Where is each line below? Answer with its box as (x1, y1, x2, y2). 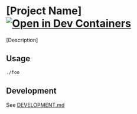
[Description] (6, 36, 38, 43)
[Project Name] (6, 4, 82, 18)
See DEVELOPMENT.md (6, 102, 65, 109)
